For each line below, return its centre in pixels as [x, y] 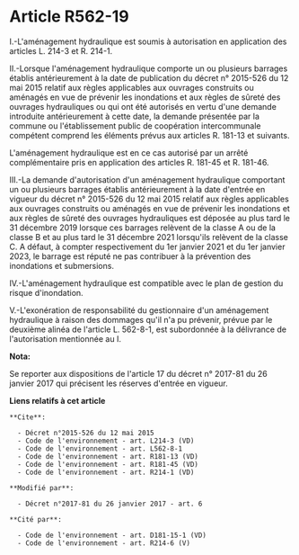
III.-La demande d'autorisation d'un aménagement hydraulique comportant [147, 179]
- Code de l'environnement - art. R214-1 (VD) [106, 472]
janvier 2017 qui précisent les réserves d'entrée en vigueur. [119, 383]
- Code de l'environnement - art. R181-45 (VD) [108, 464]
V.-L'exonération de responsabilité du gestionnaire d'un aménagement [139, 310]
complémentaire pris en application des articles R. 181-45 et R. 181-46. [139, 162]
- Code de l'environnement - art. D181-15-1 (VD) [112, 535]
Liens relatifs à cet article [57, 400]
